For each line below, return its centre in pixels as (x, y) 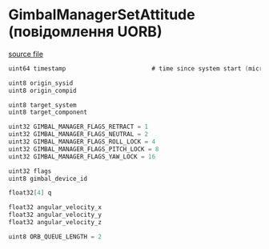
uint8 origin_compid (43, 90)
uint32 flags (30, 171)
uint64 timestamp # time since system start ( (128, 68)
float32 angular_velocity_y (55, 215)
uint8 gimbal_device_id (48, 179)
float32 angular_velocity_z (55, 223)
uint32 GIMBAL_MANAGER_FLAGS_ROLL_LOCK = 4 (82, 142)
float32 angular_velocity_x (55, 207)
